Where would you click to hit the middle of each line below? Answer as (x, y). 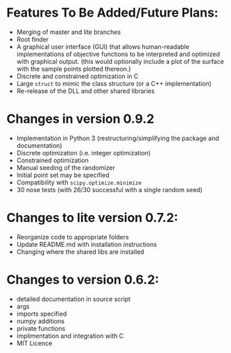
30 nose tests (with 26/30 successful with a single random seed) (109, 189)
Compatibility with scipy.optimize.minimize (79, 182)
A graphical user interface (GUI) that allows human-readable (103, 46)
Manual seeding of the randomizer (66, 167)
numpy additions (41, 321)
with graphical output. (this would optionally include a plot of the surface (120, 61)
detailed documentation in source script (74, 299)
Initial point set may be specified (63, 175)
